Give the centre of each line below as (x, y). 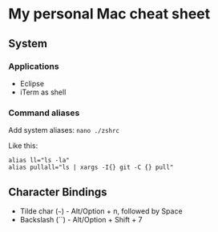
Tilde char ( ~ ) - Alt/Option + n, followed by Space (101, 211)
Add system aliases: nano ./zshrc (64, 130)
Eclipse (32, 83)
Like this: (23, 146)
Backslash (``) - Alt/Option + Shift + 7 (81, 219)
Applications (34, 66)
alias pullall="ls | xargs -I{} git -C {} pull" (91, 168)
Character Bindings (58, 192)
